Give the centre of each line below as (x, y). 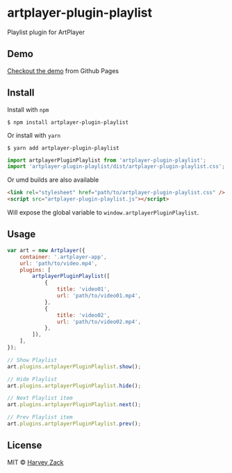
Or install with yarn (34, 135)
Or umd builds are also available (53, 180)
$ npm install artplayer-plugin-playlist (68, 122)
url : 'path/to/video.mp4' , (59, 263)
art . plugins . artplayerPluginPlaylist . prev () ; (74, 424)
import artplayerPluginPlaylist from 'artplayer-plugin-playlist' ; (107, 160)
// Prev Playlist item (40, 417)
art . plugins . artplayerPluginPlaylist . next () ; (74, 405)
